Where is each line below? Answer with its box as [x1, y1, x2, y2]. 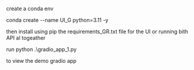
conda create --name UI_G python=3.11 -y [6, 17, 109, 23]
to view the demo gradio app [6, 58, 77, 64]
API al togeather [6, 34, 46, 41]
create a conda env [6, 5, 54, 12]
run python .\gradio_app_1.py [6, 46, 77, 53]
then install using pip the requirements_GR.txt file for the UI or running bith [6, 28, 189, 35]
